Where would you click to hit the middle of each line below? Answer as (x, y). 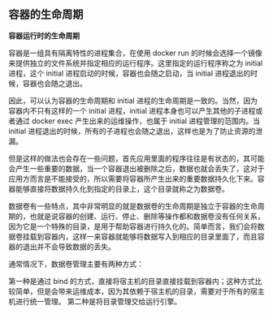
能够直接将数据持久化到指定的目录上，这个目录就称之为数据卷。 (122, 188)
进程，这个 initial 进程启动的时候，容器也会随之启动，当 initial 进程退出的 (130, 73)
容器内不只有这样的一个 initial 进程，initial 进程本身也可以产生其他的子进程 (132, 110)
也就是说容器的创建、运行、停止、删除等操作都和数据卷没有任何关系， (147, 216)
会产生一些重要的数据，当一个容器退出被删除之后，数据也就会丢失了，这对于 (136, 168)
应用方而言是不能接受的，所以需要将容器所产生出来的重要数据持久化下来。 (133, 179)
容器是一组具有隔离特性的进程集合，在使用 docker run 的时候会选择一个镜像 (135, 53)
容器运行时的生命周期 (44, 36)
